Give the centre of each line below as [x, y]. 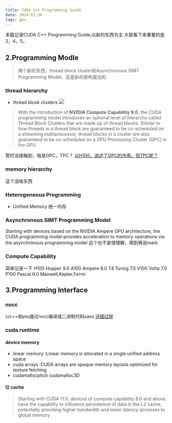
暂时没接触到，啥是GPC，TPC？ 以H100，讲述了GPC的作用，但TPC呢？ [82, 156]
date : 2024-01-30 [24, 15]
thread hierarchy [27, 91]
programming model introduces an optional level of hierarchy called [90, 118]
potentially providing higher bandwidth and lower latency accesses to [91, 409]
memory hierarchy [29, 169]
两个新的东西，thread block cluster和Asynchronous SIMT [79, 71]
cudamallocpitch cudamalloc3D [46, 375]
